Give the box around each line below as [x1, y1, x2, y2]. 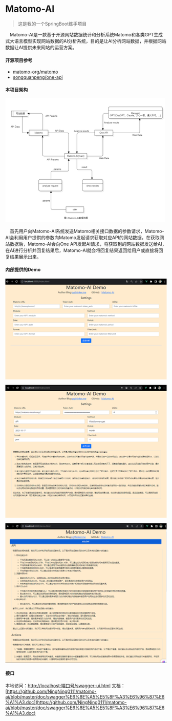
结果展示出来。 [9, 254, 41, 260]
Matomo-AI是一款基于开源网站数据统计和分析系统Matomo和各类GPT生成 [10, 31, 163, 37]
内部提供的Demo [5, 266, 41, 272]
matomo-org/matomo [12, 69, 58, 75]
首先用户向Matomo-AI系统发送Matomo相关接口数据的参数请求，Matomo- [10, 228, 164, 235]
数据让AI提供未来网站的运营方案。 [5, 44, 77, 50]
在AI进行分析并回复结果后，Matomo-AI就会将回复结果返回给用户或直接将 [5, 247, 159, 253]
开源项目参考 [5, 57, 32, 63]
